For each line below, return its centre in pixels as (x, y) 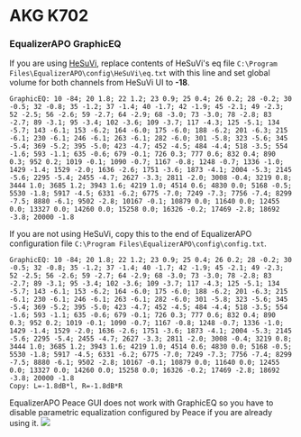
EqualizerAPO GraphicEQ (65, 44)
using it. (24, 423)
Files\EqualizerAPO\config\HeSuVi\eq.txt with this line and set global (140, 73)
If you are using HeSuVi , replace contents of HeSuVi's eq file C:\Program (143, 63)
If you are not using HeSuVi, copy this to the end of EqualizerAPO (131, 234)
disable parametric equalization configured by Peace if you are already (141, 413)
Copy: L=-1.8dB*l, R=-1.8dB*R (66, 387)
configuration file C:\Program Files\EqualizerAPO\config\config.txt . (138, 243)
